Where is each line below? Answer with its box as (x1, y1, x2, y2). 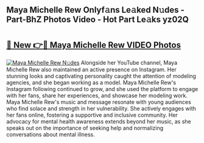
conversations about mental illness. (6, 131, 96, 138)
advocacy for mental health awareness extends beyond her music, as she (6, 118, 192, 125)
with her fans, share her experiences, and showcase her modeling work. (6, 92, 188, 99)
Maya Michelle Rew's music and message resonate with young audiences (6, 98, 192, 106)
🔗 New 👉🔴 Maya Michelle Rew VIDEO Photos (6, 40, 181, 50)
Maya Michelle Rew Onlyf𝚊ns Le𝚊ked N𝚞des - (6, 5, 185, 15)
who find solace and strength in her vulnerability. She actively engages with (6, 105, 197, 112)
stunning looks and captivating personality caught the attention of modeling (6, 73, 197, 79)
